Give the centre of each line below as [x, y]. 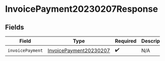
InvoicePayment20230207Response [82, 9]
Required [125, 41]
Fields [15, 27]
